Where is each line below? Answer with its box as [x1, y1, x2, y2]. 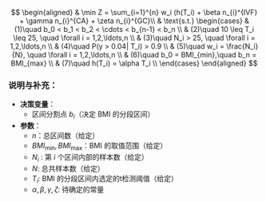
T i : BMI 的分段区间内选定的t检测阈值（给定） [31, 173, 178, 185]
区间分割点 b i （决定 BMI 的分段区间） [31, 109, 155, 121]
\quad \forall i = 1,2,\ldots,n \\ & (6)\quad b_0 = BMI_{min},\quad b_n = [26, 50, 257, 59]
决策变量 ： [19, 100, 56, 109]
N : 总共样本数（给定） [31, 164, 105, 173]
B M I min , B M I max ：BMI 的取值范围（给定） [31, 141, 168, 152]
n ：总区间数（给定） [31, 131, 100, 141]
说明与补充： [8, 80, 58, 91]
